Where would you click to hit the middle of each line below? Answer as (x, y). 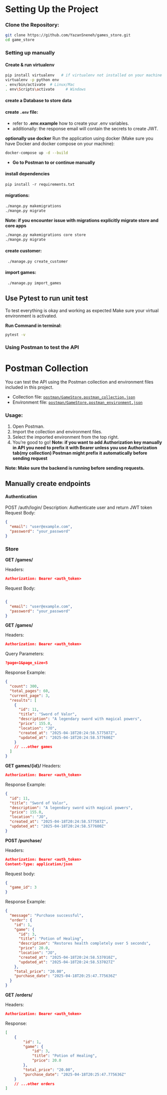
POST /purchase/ (23, 841)
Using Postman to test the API (42, 348)
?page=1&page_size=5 (27, 663)
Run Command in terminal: (33, 325)
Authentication (21, 496)
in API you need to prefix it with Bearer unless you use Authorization (85, 447)
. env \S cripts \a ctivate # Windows (45, 89)
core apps (16, 225)
